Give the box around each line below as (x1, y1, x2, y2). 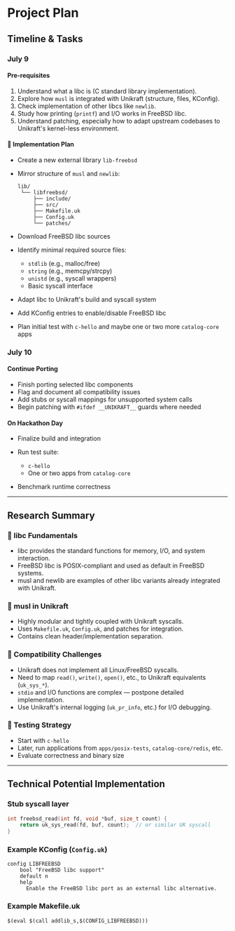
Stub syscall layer (7, 799, 69, 809)
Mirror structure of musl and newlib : (17, 169, 120, 178)
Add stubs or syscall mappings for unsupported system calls (17, 395, 192, 404)
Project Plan (7, 5, 79, 21)
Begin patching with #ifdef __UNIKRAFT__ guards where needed (17, 403, 201, 411)
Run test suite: (17, 448, 59, 457)
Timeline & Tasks (7, 33, 83, 45)
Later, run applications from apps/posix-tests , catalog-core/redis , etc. (17, 744, 223, 752)
